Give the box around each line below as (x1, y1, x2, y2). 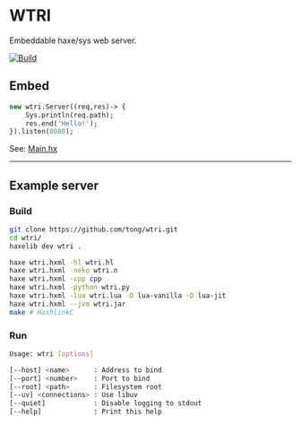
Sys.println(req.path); (25, 110, 115, 119)
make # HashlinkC (9, 308, 74, 317)
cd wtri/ (9, 233, 42, 242)
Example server (9, 178, 99, 193)
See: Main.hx (9, 143, 58, 154)
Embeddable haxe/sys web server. (9, 35, 137, 46)
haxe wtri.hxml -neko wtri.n (9, 266, 118, 275)
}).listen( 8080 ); (9, 127, 74, 136)
